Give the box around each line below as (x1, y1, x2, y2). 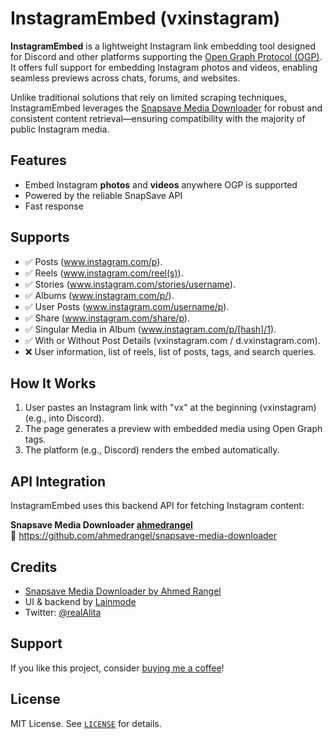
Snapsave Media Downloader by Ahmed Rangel (24, 585, 222, 597)
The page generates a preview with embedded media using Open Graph (24, 423, 323, 435)
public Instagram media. (10, 123, 110, 135)
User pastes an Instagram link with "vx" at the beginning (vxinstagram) (24, 402, 317, 414)
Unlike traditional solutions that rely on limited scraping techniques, (10, 91, 287, 103)
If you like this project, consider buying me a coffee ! (10, 662, 225, 674)
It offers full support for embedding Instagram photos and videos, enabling (10, 61, 318, 73)
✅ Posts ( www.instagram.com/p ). (24, 255, 163, 267)
